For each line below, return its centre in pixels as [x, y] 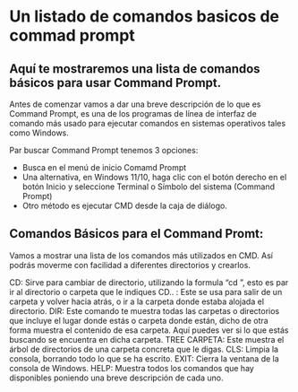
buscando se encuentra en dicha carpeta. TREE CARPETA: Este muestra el [147, 339]
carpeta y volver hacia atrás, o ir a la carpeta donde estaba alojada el [137, 301]
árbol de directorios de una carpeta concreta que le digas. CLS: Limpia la [144, 349]
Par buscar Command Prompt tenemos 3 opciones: [104, 150]
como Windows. [39, 133]
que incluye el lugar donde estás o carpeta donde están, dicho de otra [139, 320]
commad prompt [72, 35]
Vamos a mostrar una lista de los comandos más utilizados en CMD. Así [141, 255]
